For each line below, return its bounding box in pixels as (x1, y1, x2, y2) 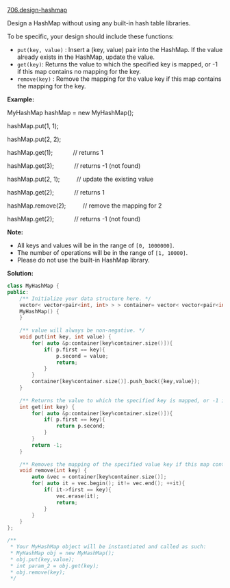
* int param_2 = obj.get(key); (10, 562, 99, 569)
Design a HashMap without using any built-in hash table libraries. (7, 19, 191, 27)
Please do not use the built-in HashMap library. (16, 256, 150, 264)
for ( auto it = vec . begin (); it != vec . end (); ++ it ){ (31, 480, 186, 487)
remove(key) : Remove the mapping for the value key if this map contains (16, 75, 222, 83)
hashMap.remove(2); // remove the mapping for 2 (7, 201, 162, 210)
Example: (7, 95, 35, 103)
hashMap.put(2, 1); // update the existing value (7, 175, 154, 183)
